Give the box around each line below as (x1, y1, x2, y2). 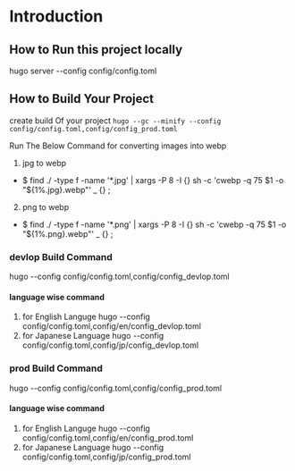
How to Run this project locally (9, 42, 183, 57)
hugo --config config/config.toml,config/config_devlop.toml (9, 271, 230, 282)
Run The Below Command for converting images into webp (9, 140, 227, 151)
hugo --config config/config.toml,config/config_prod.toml (9, 383, 223, 393)
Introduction (9, 6, 104, 27)
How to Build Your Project (9, 91, 155, 106)
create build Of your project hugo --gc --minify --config (9, 114, 222, 126)
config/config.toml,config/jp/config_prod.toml (21, 451, 191, 462)
